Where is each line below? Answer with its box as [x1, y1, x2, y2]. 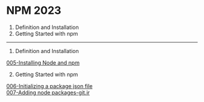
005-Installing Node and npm [6, 59, 80, 66]
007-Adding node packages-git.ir [6, 89, 90, 96]
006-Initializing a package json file [6, 82, 93, 89]
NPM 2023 [6, 4, 62, 18]
